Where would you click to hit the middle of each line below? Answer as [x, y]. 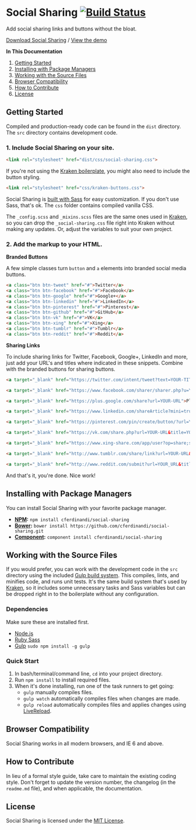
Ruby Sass [27, 639]
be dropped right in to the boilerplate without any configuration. [83, 594]
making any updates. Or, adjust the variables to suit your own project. [90, 229]
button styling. [23, 177]
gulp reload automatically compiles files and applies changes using [105, 704]
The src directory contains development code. [62, 132]
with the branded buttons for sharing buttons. [61, 369]
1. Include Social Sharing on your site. [60, 147]
